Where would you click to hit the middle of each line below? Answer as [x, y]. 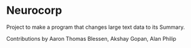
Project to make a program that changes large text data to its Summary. [96, 27]
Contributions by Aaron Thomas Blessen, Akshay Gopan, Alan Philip [91, 38]
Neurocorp [34, 10]
